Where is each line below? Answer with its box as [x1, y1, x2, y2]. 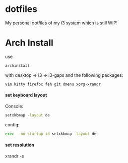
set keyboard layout [5, 92, 47, 98]
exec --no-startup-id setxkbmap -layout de [5, 131, 97, 136]
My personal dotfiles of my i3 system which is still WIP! [5, 20, 118, 26]
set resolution [5, 142, 35, 148]
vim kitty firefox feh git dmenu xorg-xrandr [5, 82, 101, 87]
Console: [5, 103, 24, 109]
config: [5, 121, 20, 127]
